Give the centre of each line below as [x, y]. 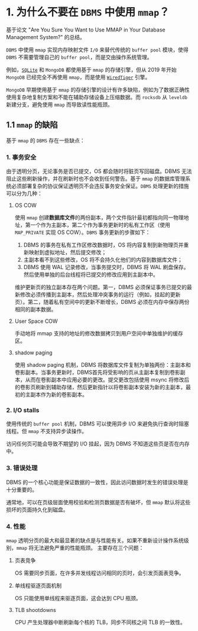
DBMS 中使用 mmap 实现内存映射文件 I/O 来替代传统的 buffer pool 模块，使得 [98, 49]
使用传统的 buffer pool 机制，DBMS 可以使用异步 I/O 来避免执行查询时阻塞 [98, 424]
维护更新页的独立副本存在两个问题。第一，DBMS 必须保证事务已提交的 [101, 287]
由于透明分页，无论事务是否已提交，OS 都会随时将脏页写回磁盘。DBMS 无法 [99, 171]
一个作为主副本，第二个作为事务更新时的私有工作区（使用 [100, 225]
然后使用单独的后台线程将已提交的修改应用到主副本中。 [91, 275]
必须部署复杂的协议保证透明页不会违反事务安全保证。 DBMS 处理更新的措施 [100, 186]
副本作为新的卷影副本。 [59, 395]
